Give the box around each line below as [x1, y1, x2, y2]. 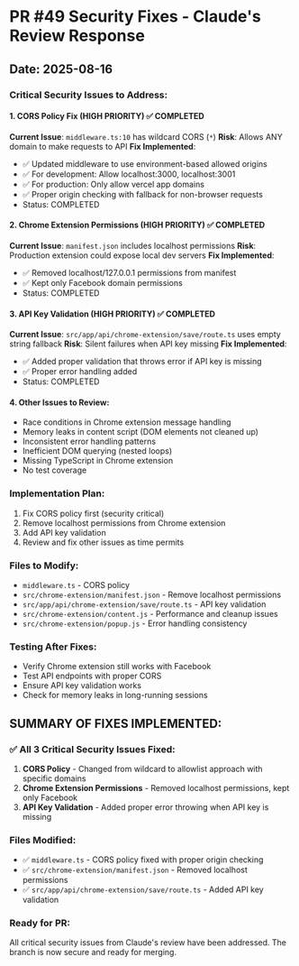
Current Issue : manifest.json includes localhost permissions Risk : [9, 240, 257, 251]
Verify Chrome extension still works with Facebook [22, 661, 212, 672]
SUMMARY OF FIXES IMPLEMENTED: [9, 715, 222, 731]
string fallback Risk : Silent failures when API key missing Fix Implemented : [9, 338, 287, 349]
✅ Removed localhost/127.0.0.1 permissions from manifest [22, 267, 237, 278]
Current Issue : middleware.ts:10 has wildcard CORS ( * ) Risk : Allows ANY [9, 131, 283, 142]
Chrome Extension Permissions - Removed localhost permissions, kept [22, 782, 290, 793]
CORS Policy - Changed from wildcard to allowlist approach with [22, 763, 263, 774]
